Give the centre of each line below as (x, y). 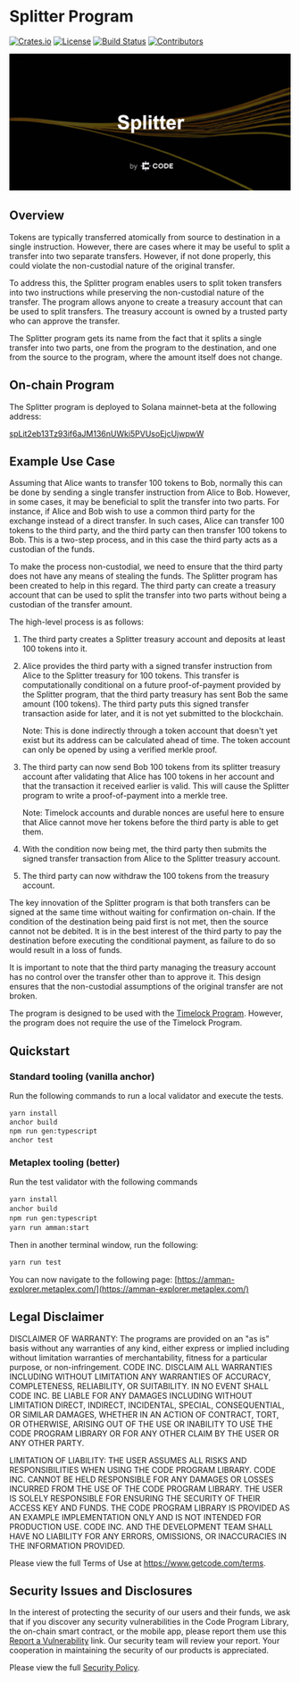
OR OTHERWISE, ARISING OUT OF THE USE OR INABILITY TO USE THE (142, 1424)
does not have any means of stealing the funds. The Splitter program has (144, 576)
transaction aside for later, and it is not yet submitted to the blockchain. (153, 714)
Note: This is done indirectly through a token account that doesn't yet (150, 731)
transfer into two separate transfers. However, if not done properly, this (140, 255)
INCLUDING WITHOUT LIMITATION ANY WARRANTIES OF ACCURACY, (140, 1377)
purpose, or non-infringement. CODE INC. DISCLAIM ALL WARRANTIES (141, 1367)
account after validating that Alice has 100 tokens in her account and (148, 777)
